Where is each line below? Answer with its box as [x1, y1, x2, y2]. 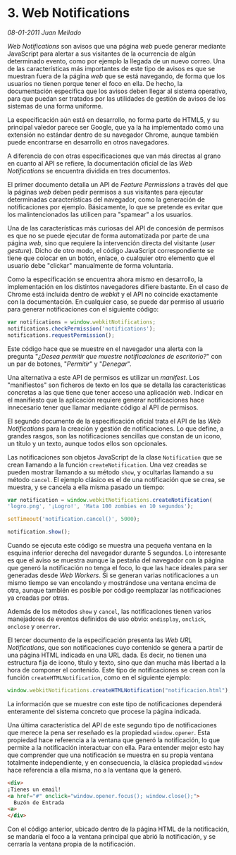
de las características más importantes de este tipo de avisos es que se [7, 64, 216, 73]
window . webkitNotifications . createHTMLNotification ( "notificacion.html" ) [7, 687, 229, 694]
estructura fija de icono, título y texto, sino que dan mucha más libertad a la [7, 658, 226, 667]
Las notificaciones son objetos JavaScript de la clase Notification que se [7, 453, 223, 461]
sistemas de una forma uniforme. [7, 102, 104, 110]
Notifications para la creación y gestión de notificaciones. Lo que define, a [7, 424, 224, 433]
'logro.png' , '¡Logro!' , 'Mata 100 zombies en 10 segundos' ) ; [7, 503, 194, 510]
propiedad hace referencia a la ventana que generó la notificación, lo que [7, 735, 221, 744]
